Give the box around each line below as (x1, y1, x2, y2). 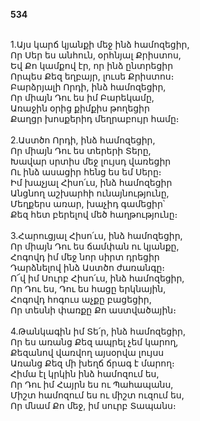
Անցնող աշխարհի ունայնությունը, (10, 187, 170, 199)
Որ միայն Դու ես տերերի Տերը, (10, 145, 152, 156)
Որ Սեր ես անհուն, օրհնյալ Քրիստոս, (10, 49, 182, 61)
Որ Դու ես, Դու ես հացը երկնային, (10, 283, 167, 294)
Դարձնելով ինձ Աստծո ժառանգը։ (10, 262, 165, 273)
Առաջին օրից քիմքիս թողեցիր (10, 102, 150, 114)
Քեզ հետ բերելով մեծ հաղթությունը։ (10, 209, 178, 220)
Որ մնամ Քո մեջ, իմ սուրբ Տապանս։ (10, 400, 177, 411)
